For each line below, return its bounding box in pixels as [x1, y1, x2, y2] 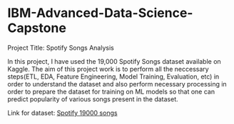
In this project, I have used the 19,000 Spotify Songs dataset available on [7, 57, 221, 65]
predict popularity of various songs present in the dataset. [7, 94, 178, 103]
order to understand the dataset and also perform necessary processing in [7, 79, 227, 88]
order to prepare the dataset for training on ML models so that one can [7, 87, 215, 96]
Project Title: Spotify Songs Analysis [7, 43, 114, 52]
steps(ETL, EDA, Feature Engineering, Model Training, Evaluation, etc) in [7, 72, 220, 81]
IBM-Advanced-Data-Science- [7, 5, 193, 21]
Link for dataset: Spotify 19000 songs [7, 108, 118, 117]
